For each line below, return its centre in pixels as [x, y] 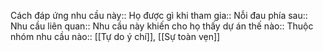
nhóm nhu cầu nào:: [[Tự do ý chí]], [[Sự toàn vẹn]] [115, 36]
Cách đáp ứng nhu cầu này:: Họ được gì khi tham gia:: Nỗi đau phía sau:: [159, 15]
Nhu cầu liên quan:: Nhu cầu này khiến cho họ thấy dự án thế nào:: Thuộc [162, 26]
